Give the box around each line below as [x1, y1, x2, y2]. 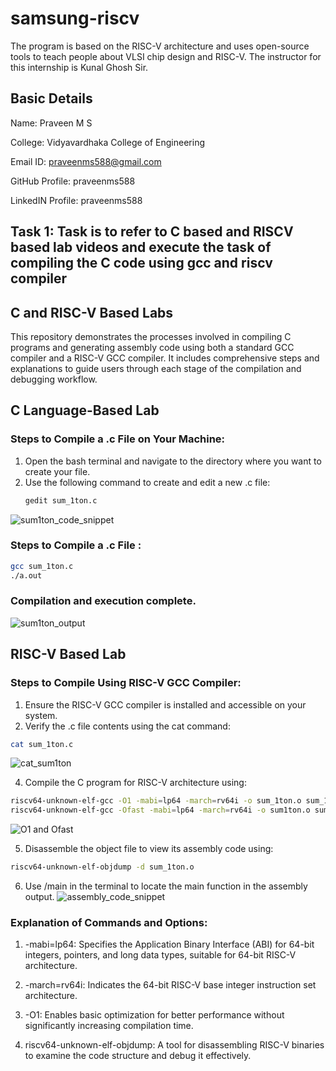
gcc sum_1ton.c [10, 561, 74, 571]
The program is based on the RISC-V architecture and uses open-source [10, 40, 310, 52]
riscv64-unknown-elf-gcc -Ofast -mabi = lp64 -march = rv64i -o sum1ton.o [10, 805, 311, 816]
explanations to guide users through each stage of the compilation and [10, 362, 302, 374]
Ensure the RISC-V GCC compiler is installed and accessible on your [24, 698, 307, 711]
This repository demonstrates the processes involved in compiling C [10, 330, 292, 342]
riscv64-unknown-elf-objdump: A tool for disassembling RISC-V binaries [24, 1039, 325, 1051]
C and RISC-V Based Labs [10, 304, 174, 321]
